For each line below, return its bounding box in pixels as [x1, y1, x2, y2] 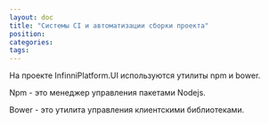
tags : [9, 46, 29, 55]
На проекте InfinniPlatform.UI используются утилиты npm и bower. [9, 70, 261, 81]
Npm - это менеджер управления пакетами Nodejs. [9, 88, 207, 98]
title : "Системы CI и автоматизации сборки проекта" [9, 21, 209, 30]
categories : [9, 37, 53, 47]
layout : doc [9, 12, 53, 22]
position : [9, 29, 46, 38]
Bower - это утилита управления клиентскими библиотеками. [9, 105, 245, 115]
